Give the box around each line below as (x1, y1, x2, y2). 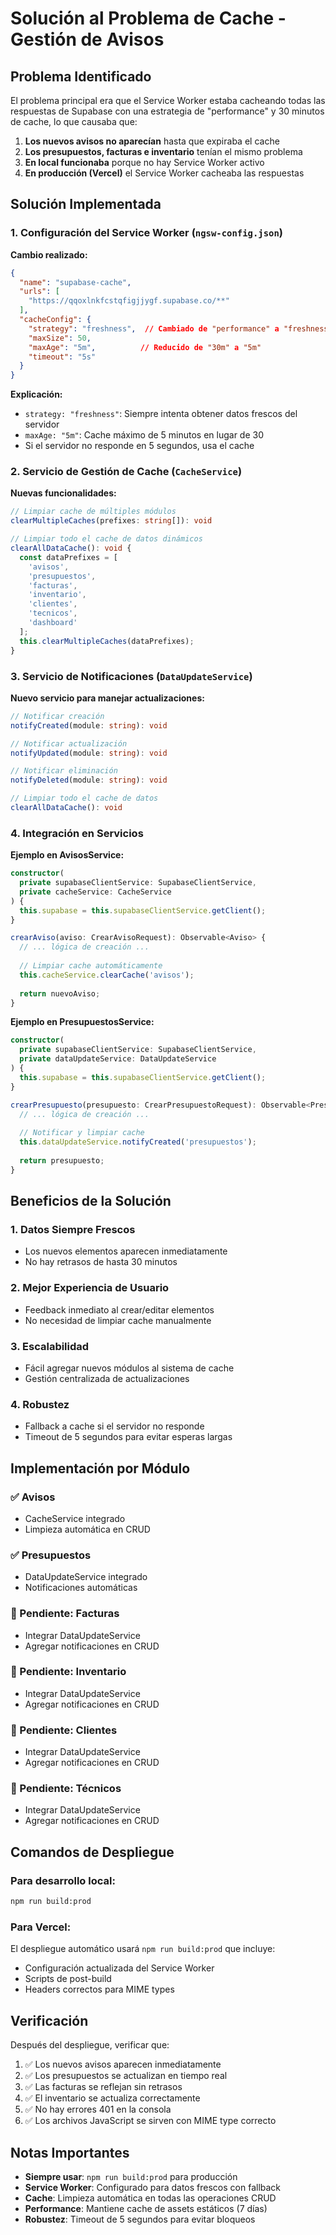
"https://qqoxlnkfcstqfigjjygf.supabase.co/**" (28, 296, 230, 306)
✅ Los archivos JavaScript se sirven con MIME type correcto (24, 2115, 277, 2127)
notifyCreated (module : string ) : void (10, 720, 168, 731)
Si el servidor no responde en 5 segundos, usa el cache (24, 440, 255, 452)
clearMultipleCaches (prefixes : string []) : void (10, 516, 213, 526)
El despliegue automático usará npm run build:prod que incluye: (10, 1943, 276, 1955)
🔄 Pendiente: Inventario (10, 1665, 127, 1679)
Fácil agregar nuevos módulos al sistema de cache (24, 1362, 235, 1374)
